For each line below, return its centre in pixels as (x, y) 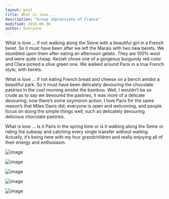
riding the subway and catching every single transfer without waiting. (77, 132)
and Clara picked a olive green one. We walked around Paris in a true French (85, 64)
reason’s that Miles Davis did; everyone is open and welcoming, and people (83, 106)
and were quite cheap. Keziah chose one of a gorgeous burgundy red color (83, 59)
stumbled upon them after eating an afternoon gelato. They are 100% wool (83, 54)
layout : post (19, 10)
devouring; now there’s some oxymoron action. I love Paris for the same (80, 101)
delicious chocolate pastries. (35, 117)
